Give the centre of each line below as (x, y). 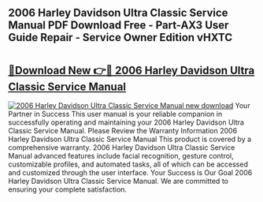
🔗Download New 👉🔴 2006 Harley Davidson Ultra (131, 70)
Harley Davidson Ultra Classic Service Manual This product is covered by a (130, 139)
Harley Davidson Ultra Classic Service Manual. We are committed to (118, 181)
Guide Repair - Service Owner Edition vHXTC (120, 37)
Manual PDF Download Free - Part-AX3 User (119, 26)
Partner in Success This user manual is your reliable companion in (115, 114)
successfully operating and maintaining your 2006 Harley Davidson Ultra (126, 122)
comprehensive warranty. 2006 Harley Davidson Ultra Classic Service (122, 148)
